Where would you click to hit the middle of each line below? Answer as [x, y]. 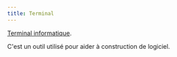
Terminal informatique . [40, 33]
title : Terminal [31, 13]
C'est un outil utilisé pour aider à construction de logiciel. [88, 46]
